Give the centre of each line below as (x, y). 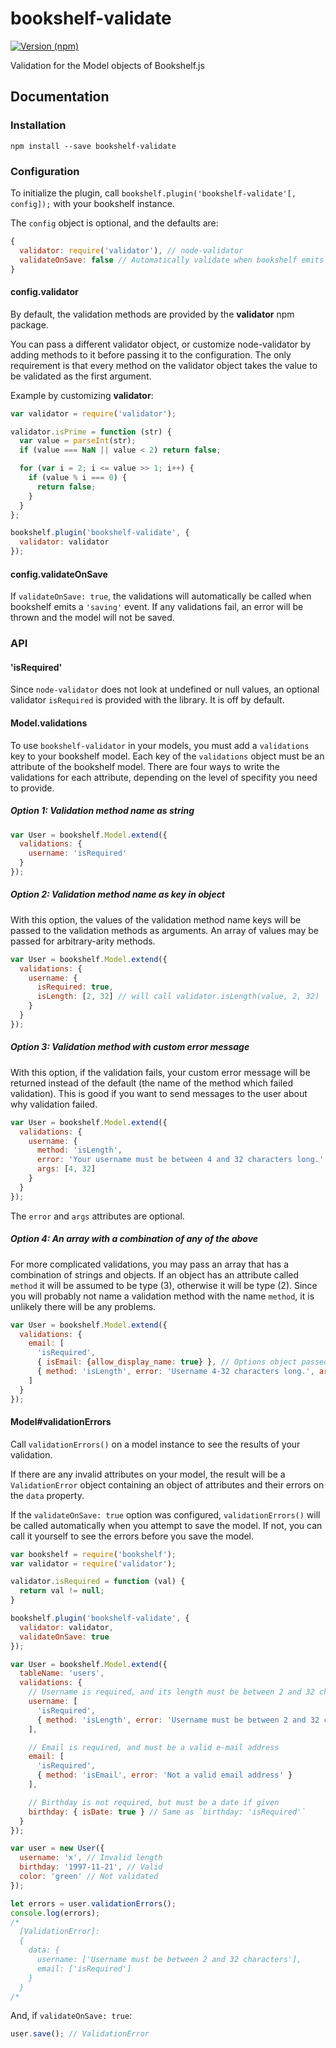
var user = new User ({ (57, 1848)
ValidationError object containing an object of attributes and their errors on (167, 1484)
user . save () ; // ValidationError (80, 2034)
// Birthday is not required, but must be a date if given (154, 1802)
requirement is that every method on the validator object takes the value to (164, 365)
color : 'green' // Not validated (89, 1877)
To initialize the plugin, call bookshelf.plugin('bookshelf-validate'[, (153, 193)
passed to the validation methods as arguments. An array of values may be (164, 930)
